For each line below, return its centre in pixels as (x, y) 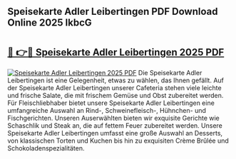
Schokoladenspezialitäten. (46, 148)
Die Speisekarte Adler (170, 73)
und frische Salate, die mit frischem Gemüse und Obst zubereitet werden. (116, 95)
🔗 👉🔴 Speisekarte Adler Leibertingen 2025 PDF (116, 52)
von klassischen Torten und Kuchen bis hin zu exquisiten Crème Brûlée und (118, 141)
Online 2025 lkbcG (50, 23)
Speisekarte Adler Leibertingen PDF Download (113, 12)
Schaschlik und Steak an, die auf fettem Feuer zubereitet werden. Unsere (115, 126)
